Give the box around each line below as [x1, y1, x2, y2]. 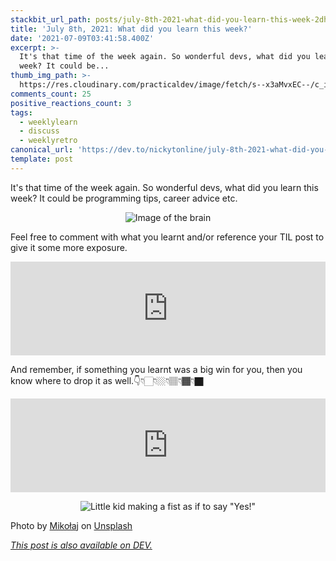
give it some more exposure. [10, 241, 128, 253]
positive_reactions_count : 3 [10, 98, 132, 108]
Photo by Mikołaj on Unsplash [10, 519, 133, 531]
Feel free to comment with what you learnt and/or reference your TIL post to [10, 231, 325, 243]
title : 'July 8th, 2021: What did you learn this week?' [10, 24, 253, 34]
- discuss [19, 126, 60, 136]
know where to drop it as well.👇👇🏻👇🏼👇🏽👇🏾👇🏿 [10, 374, 204, 386]
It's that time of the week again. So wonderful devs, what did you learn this [10, 181, 319, 193]
